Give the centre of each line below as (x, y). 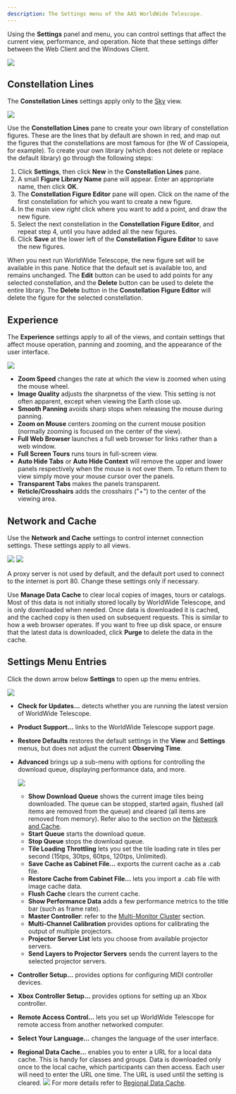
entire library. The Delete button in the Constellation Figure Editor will (109, 291)
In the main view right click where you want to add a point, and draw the (122, 209)
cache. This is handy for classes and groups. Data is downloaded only (119, 1059)
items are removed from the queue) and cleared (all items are (117, 811)
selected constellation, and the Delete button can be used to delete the (110, 283)
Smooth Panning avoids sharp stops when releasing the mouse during (120, 409)
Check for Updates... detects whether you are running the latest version (123, 705)
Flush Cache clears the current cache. (84, 894)
